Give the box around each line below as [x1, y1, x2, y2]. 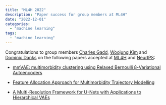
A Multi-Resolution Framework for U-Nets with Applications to [12, 89, 141, 95]
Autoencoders [12, 69, 42, 75]
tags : [5, 31, 17, 36]
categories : [5, 21, 30, 27]
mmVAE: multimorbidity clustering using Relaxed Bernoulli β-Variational [12, 64, 161, 70]
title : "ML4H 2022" [5, 7, 46, 13]
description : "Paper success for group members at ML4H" [5, 12, 128, 17]
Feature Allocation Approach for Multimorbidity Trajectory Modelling [12, 79, 155, 85]
